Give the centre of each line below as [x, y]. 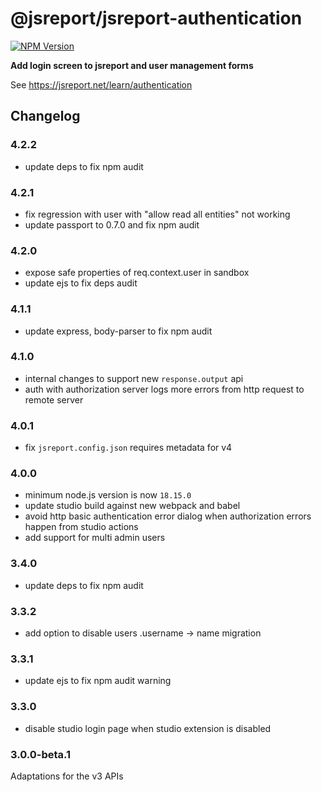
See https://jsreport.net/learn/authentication [101, 84]
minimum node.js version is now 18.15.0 [108, 495]
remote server [54, 399]
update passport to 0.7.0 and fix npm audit [112, 224]
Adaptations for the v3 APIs [67, 776]
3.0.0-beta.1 [41, 754]
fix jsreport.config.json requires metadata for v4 [128, 448]
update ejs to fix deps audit [81, 283]
